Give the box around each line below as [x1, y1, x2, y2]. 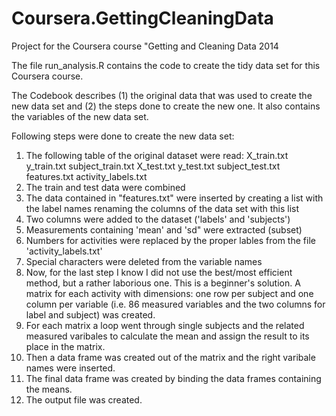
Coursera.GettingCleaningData [11, 7, 274, 30]
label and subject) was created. [25, 308, 156, 321]
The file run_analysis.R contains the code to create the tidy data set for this [11, 59, 321, 71]
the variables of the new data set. [11, 110, 149, 122]
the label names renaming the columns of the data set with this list [25, 202, 300, 214]
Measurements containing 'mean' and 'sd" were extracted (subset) [25, 223, 303, 236]
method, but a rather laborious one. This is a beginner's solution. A [25, 277, 301, 289]
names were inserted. [25, 362, 116, 374]
